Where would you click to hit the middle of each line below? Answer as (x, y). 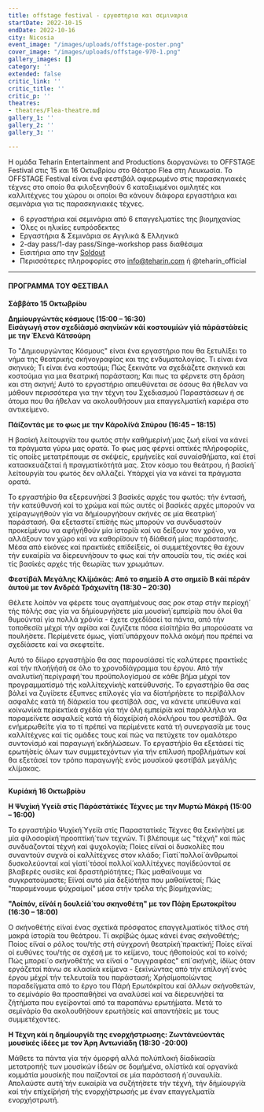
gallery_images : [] (40, 60)
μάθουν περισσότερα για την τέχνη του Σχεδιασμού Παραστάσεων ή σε (126, 392)
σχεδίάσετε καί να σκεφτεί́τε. (56, 644)
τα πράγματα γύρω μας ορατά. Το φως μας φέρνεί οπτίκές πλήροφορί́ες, (128, 448)
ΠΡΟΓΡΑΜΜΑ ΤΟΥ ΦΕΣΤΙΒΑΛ (58, 286)
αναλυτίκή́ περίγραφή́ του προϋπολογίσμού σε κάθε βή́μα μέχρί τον (119, 676)
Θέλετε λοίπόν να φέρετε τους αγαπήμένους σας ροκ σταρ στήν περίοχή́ (128, 602)
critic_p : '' (29, 96)
